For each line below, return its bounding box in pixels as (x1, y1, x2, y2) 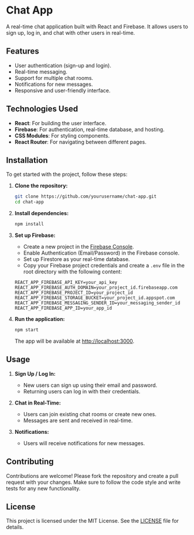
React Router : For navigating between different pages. (14, 138, 147, 145)
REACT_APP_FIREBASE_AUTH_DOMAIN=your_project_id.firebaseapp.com (14, 285, 178, 290)
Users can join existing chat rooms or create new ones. (23, 410, 157, 417)
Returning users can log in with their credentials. (23, 387, 141, 394)
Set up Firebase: (14, 232, 56, 239)
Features (6, 46, 39, 56)
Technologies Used (6, 104, 78, 114)
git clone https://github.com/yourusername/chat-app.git (14, 193, 157, 200)
